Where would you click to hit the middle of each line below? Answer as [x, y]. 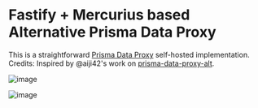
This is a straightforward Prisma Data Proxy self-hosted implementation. [129, 54]
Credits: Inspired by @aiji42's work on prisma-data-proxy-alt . [112, 63]
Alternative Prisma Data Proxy [112, 32]
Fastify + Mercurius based [99, 15]
